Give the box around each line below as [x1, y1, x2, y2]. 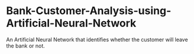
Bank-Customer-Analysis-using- [6, 4, 172, 18]
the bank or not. [6, 42, 46, 49]
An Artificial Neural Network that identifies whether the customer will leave [6, 36, 188, 43]
